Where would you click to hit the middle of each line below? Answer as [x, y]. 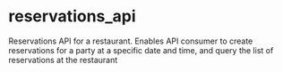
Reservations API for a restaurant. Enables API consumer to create [131, 41]
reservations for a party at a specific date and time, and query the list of [141, 50]
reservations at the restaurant [63, 60]
